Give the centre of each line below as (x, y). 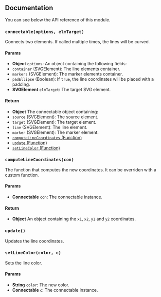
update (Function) (29, 143)
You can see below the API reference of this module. (58, 19)
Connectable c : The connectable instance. (55, 290)
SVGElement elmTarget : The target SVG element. (61, 90)
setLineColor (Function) (36, 148)
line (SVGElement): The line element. (50, 127)
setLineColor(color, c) (33, 253)
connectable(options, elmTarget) (45, 32)
